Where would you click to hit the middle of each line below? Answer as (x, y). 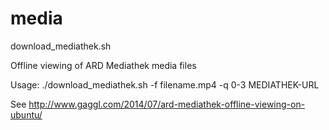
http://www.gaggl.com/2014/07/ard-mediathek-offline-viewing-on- (167, 104)
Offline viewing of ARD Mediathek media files (103, 65)
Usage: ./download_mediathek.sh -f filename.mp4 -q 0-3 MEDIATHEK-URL (165, 84)
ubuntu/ (26, 114)
